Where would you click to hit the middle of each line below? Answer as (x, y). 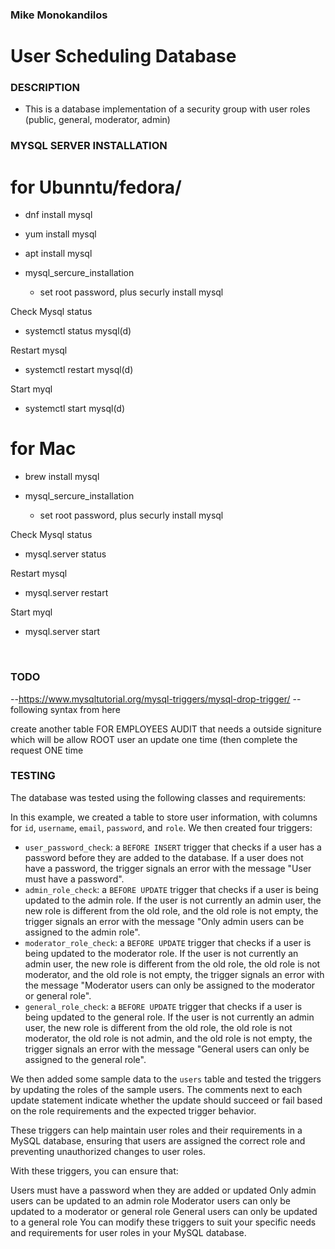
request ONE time (47, 750)
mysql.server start (62, 632)
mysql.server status (65, 554)
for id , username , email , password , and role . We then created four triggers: (161, 827)
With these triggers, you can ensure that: (94, 1170)
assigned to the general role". (85, 1059)
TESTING (33, 776)
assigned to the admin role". (82, 932)
